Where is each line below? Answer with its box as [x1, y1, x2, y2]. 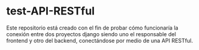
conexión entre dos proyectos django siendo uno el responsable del [6, 30, 177, 37]
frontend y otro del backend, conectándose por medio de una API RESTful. [6, 37, 193, 44]
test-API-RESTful [6, 4, 95, 18]
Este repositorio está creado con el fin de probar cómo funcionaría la [6, 24, 179, 31]
